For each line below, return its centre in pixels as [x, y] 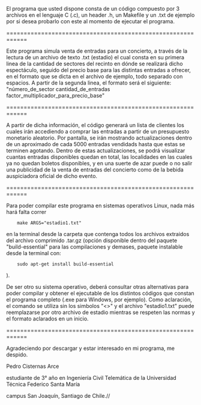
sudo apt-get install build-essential [65, 264]
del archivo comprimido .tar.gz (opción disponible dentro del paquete [92, 240]
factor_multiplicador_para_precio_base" [55, 96]
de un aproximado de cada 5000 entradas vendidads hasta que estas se [96, 144]
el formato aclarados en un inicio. [47, 319]
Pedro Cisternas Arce [33, 366]
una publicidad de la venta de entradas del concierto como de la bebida [95, 170]
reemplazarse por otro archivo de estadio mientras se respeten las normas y [100, 312]
